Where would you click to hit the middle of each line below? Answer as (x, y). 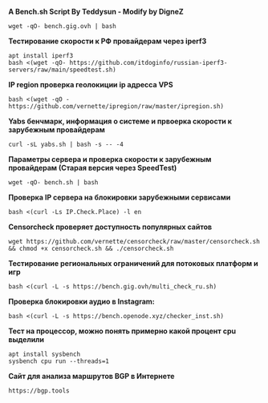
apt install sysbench (45, 354)
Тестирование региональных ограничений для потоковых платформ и (133, 263)
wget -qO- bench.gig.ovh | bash (62, 26)
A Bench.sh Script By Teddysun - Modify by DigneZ (96, 12)
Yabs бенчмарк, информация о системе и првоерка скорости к (120, 121)
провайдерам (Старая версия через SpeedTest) (93, 168)
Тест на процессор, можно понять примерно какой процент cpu (122, 331)
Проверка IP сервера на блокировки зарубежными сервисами (120, 197)
